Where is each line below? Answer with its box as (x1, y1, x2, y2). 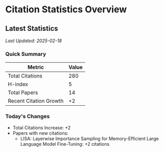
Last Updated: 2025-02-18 (5, 37, 62, 44)
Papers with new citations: (12, 130, 69, 136)
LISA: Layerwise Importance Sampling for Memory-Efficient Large (20, 135, 159, 142)
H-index (8, 81, 29, 88)
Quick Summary (5, 50, 46, 58)
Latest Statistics (5, 24, 58, 33)
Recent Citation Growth (8, 98, 64, 105)
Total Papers (8, 89, 38, 96)
